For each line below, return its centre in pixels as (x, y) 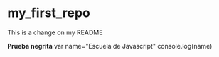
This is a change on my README (55, 32)
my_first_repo (49, 13)
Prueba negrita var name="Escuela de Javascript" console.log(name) (110, 46)
